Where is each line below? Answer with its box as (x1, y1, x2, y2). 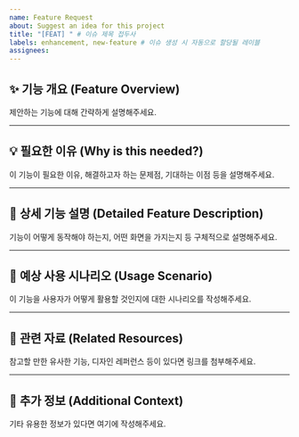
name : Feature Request (9, 12, 93, 22)
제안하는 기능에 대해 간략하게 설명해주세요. (9, 106, 158, 117)
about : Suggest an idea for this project (9, 21, 166, 30)
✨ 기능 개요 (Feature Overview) (9, 81, 181, 96)
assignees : (9, 46, 50, 55)
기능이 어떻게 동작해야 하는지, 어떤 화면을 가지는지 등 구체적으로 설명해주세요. (9, 231, 278, 242)
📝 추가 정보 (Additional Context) (9, 393, 184, 408)
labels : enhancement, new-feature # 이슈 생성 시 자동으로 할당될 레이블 (9, 37, 261, 47)
